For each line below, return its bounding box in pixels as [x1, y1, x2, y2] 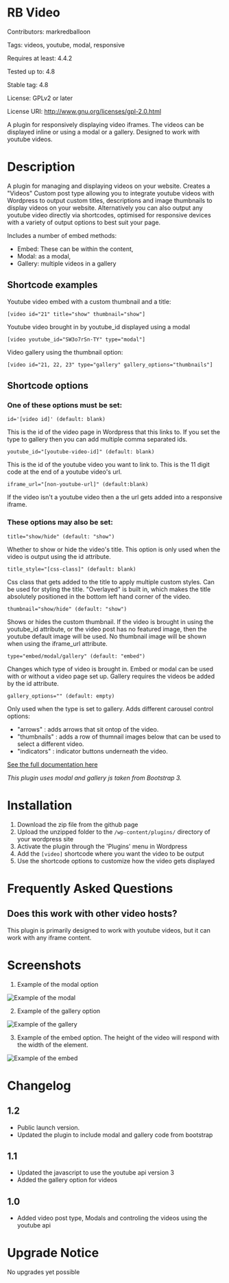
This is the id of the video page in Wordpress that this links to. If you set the [7, 428, 221, 436]
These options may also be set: [7, 518, 113, 527]
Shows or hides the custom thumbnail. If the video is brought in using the [7, 617, 214, 625]
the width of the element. [16, 1040, 88, 1048]
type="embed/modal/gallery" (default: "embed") [7, 653, 146, 660]
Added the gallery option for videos [16, 1176, 118, 1184]
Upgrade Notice [7, 1245, 99, 1261]
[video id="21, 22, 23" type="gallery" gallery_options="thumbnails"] [7, 361, 213, 368]
